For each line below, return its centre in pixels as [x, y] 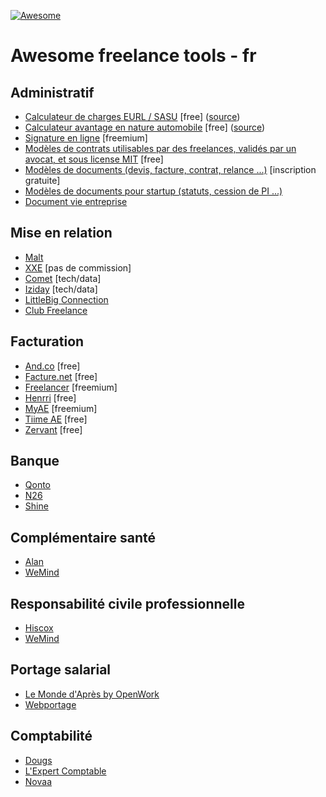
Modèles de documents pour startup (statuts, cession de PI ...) [153, 191]
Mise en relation [61, 233]
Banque [35, 461]
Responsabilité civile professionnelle [127, 603]
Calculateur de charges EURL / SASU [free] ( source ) [132, 116]
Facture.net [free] [61, 376]
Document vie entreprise [76, 201]
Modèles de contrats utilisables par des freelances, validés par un [160, 148]
